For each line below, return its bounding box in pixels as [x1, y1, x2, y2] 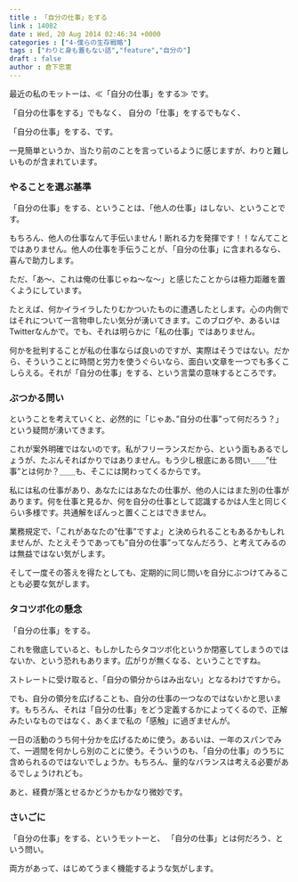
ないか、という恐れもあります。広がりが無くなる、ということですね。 [9, 655, 265, 666]
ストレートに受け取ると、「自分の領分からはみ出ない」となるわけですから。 [9, 674, 286, 684]
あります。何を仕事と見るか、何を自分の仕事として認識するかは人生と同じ [9, 496, 281, 507]
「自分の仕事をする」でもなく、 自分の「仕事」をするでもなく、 [9, 107, 246, 118]
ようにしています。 [16, 285, 87, 296]
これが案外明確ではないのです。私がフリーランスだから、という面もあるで [9, 444, 282, 454]
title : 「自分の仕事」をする [9, 12, 109, 22]
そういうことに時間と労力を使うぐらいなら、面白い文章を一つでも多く [24, 356, 282, 367]
